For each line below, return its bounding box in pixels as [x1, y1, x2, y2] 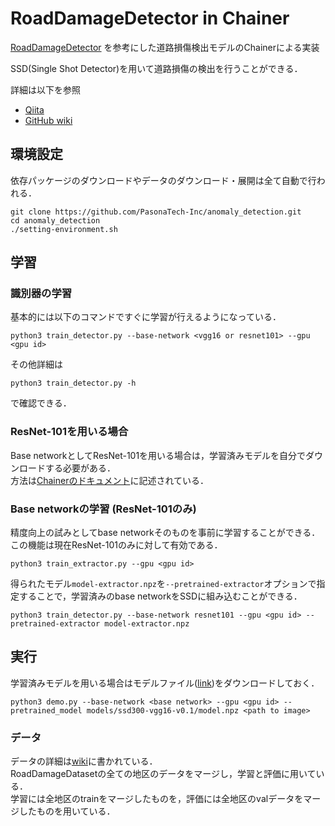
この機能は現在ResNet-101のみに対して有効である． [10, 539, 223, 551]
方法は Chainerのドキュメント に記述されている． [10, 474, 210, 486]
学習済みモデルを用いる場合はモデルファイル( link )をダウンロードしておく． [10, 677, 320, 689]
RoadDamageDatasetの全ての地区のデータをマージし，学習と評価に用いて [10, 768, 317, 780]
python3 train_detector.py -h [10, 378, 137, 389]
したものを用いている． [18, 805, 116, 817]
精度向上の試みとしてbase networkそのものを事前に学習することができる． [10, 527, 321, 539]
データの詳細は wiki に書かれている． [10, 755, 158, 767]
